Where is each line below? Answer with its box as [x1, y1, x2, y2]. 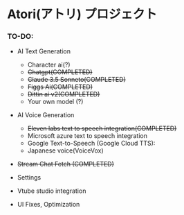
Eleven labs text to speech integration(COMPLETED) [27, 124, 177, 132]
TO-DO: [7, 32, 34, 42]
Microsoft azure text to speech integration [27, 132, 147, 140]
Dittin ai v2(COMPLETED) [27, 90, 100, 98]
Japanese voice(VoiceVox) [27, 146, 104, 155]
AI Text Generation [17, 47, 71, 55]
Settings [17, 173, 42, 182]
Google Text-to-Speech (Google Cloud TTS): [27, 139, 156, 148]
